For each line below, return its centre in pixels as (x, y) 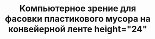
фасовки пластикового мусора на (78, 19)
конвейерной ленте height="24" (78, 29)
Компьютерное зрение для (78, 9)
